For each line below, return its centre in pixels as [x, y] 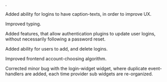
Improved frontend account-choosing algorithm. [56, 59]
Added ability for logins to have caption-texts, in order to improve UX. [78, 14]
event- [155, 68]
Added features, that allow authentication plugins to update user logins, [80, 34]
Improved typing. [23, 24]
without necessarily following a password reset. [55, 39]
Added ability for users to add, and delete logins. [57, 49]
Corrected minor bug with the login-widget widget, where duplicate [76, 68]
